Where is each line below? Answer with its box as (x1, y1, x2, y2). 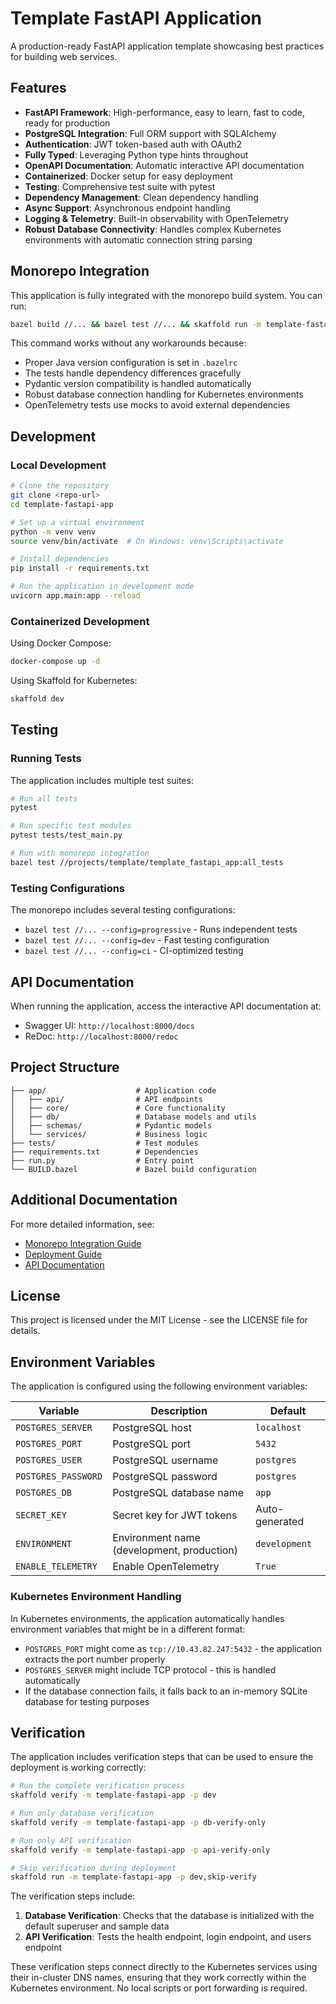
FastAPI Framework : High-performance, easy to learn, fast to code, (24, 106, 306, 118)
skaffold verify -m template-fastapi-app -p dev (10, 1790, 217, 1801)
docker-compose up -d (10, 657, 101, 667)
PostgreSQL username (112, 1453, 219, 1467)
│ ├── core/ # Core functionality (10, 1103, 226, 1113)
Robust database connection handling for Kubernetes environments (24, 388, 304, 401)
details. (10, 1325, 41, 1337)
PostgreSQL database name (112, 1486, 244, 1500)
